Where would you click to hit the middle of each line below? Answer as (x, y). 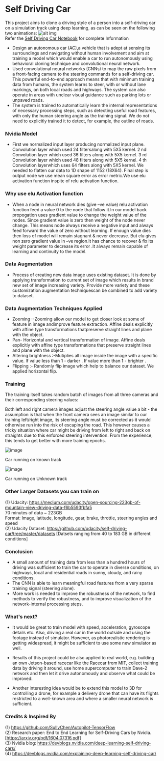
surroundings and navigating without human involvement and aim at (81, 53)
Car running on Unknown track (36, 479)
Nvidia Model (21, 134)
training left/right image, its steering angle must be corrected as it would (78, 420)
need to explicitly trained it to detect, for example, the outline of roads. (83, 121)
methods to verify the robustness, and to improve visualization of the (82, 599)
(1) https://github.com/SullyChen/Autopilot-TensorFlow (60, 727)
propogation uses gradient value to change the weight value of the (79, 215)
